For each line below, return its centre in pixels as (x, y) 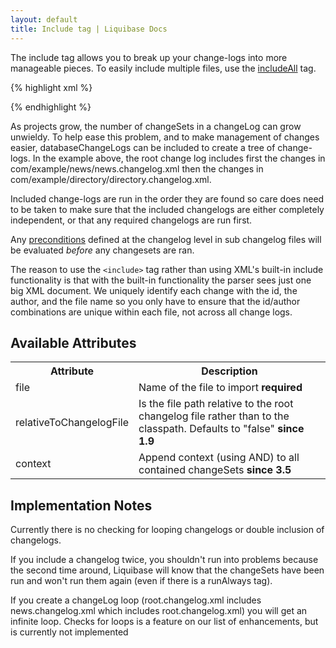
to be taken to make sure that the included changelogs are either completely (167, 209)
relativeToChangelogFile (72, 423)
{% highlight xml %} (51, 87)
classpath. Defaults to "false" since (221, 429)
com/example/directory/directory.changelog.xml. (111, 179)
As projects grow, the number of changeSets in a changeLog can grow (156, 126)
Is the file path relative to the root (216, 404)
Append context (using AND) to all (219, 458)
